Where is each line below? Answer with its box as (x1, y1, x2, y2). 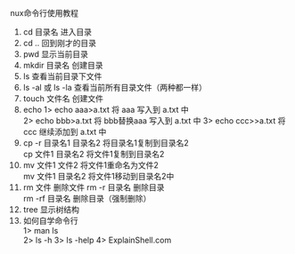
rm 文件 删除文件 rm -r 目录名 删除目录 (22, 182, 165, 193)
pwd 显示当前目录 (22, 49, 88, 60)
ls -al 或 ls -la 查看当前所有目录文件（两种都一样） (22, 83, 208, 92)
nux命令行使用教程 (10, 8, 79, 18)
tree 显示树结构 (22, 204, 79, 215)
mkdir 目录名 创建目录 (22, 60, 103, 70)
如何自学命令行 (22, 216, 78, 226)
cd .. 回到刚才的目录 (22, 38, 97, 48)
